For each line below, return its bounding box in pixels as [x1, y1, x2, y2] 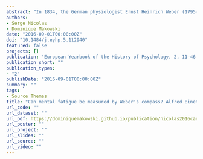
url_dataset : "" [6, 110, 47, 116]
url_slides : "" [6, 132, 45, 139]
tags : [6, 88, 20, 94]
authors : [6, 15, 28, 21]
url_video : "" [6, 143, 42, 150]
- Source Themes [6, 93, 47, 99]
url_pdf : [6, 115, 28, 122]
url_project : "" [6, 127, 47, 133]
